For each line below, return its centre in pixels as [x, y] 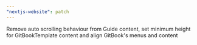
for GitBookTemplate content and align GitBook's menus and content [92, 35]
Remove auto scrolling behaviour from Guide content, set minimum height [98, 29]
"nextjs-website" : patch [38, 12]
